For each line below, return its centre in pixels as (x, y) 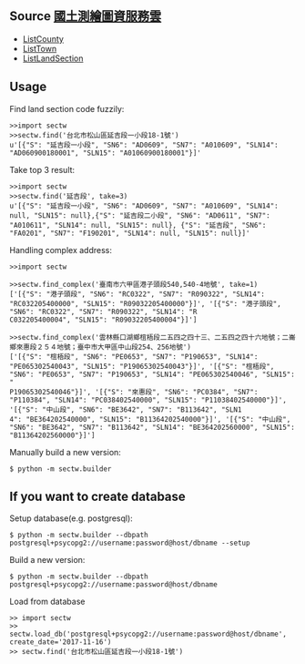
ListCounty (43, 38)
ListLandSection (53, 58)
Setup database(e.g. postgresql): (71, 518)
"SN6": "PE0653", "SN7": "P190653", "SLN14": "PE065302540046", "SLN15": (152, 374)
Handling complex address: (61, 250)
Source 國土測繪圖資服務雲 (86, 16)
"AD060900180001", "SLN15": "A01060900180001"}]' (106, 153)
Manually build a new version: (65, 452)
